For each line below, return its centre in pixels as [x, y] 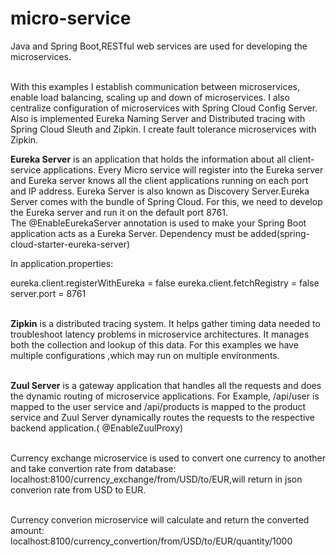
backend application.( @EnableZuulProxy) [97, 428]
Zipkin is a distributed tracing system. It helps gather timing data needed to [165, 323]
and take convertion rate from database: [93, 468]
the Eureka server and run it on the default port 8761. [119, 212]
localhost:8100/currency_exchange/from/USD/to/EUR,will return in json [156, 479]
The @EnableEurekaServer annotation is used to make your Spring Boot [158, 223]
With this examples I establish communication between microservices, [155, 86]
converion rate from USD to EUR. [78, 489]
